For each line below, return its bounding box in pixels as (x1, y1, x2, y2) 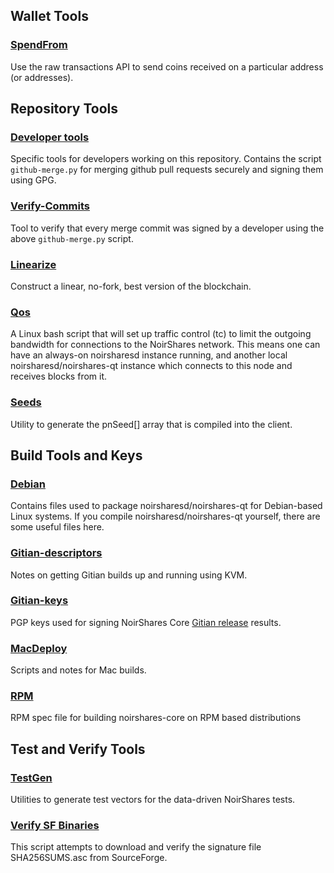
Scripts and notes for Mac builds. (10, 664, 147, 676)
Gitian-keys (10, 594, 69, 608)
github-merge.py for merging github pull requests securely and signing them (10, 164, 324, 176)
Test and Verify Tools (10, 740, 146, 758)
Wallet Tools (10, 8, 89, 25)
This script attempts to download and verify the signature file (10, 841, 262, 853)
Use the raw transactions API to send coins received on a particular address (10, 60, 324, 73)
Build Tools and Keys (10, 447, 143, 464)
